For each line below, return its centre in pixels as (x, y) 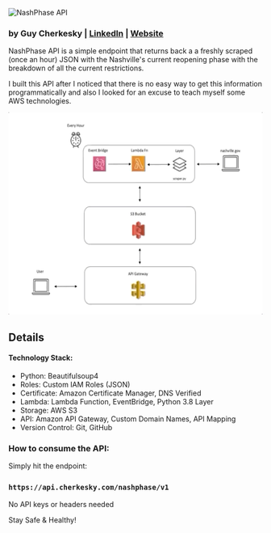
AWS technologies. (40, 101)
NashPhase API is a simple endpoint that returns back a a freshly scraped (131, 51)
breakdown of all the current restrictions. (76, 68)
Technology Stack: (41, 358)
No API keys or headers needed (61, 505)
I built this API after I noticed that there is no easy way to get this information (135, 84)
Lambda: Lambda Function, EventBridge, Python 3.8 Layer (117, 401)
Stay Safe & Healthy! (42, 520)
